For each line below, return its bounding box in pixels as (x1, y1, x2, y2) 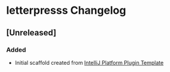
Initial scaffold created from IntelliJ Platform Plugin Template (14, 59, 164, 66)
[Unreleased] (6, 28, 57, 38)
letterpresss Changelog (6, 4, 126, 17)
